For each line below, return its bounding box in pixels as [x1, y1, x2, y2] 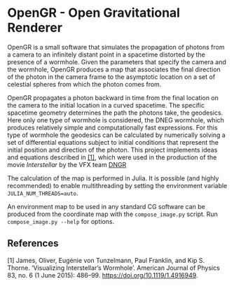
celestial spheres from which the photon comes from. [7, 80, 162, 88]
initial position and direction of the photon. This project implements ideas [7, 145, 218, 154]
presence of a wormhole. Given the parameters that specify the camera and [7, 57, 226, 66]
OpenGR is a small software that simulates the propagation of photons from [7, 43, 225, 51]
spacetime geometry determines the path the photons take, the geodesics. [7, 108, 223, 117]
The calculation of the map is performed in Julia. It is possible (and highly [7, 173, 219, 183]
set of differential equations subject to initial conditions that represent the [7, 138, 219, 146]
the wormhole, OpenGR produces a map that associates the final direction [7, 65, 221, 73]
